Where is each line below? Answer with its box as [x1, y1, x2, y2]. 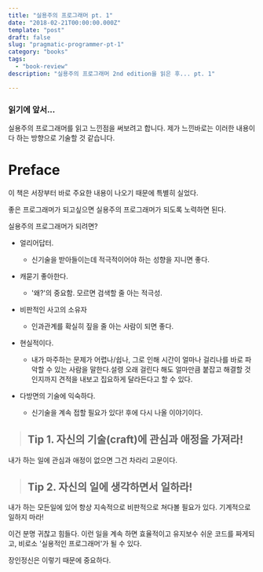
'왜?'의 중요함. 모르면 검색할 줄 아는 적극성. [31, 288, 163, 297]
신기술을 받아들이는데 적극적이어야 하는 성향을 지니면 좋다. [31, 254, 210, 264]
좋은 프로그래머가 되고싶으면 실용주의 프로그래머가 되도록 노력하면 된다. [8, 205, 226, 214]
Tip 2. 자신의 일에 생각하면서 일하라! [27, 480, 193, 494]
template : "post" [8, 26, 65, 34]
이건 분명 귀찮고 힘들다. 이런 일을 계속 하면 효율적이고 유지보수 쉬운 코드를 [8, 529, 234, 538]
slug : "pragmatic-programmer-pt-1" [8, 41, 125, 49]
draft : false [8, 33, 51, 42]
